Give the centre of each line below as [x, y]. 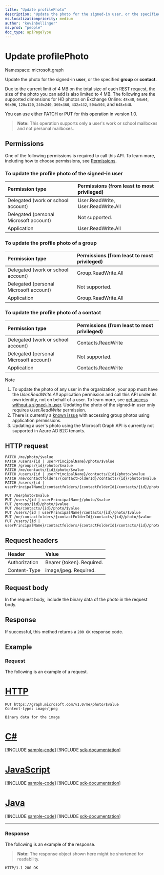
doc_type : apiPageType [28, 32]
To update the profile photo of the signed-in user [64, 173]
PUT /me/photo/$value [27, 496]
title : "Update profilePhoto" [36, 10]
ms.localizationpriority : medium [39, 19]
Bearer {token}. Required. [74, 563]
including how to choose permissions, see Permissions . [61, 161]
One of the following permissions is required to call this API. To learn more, [80, 155]
